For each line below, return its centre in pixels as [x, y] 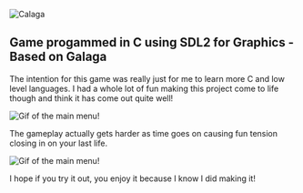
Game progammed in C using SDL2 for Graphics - [151, 42]
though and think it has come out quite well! [91, 98]
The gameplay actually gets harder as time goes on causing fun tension [144, 133]
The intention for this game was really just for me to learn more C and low [147, 78]
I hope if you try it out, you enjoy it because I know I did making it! [133, 178]
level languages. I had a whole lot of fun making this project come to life [144, 88]
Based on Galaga [58, 57]
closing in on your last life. [58, 143]
